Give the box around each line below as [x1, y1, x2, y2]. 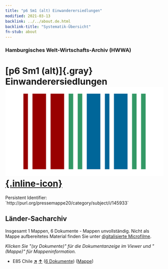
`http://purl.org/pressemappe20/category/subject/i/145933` [5, 199, 129, 206]
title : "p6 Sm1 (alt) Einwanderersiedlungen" [5, 8, 102, 13]
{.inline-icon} [5, 178, 63, 189]
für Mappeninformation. [26, 248, 76, 254]
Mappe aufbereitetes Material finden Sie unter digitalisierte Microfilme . [5, 233, 152, 239]
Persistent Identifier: [5, 194, 47, 200]
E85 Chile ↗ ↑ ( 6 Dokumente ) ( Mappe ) [12, 258, 94, 264]
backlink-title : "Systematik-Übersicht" [5, 24, 92, 29]
